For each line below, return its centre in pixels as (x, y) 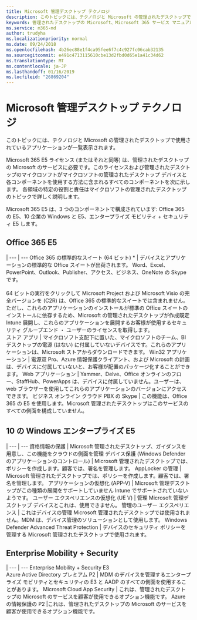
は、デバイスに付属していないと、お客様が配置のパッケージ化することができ (98, 366)
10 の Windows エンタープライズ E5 (71, 431)
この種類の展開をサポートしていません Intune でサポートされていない (105, 490)
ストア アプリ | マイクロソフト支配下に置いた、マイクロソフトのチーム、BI (96, 337)
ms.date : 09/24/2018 (31, 45)
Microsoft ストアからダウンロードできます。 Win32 (103, 352)
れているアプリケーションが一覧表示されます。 (62, 148)
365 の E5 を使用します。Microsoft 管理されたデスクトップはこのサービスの (97, 403)
